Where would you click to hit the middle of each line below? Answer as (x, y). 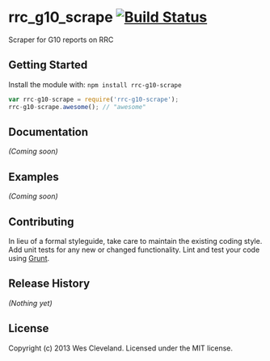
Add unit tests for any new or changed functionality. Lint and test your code (134, 250)
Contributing (41, 222)
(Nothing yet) (30, 303)
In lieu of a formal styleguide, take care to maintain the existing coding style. (135, 241)
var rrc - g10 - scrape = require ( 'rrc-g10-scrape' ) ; (94, 99)
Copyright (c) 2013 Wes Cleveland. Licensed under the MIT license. (120, 348)
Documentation (49, 132)
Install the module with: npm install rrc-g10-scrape (95, 84)
